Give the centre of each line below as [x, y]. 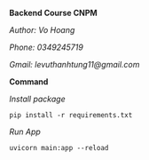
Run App [25, 132]
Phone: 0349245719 [47, 47]
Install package [37, 99]
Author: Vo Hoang [42, 30]
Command [29, 82]
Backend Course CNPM [53, 13]
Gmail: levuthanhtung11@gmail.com [74, 64]
